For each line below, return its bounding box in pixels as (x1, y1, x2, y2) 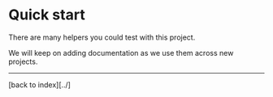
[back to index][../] (8, 79, 71, 90)
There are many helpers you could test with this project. (8, 32, 196, 42)
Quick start (8, 6, 85, 24)
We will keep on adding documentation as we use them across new (8, 48, 234, 57)
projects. (8, 57, 38, 66)
